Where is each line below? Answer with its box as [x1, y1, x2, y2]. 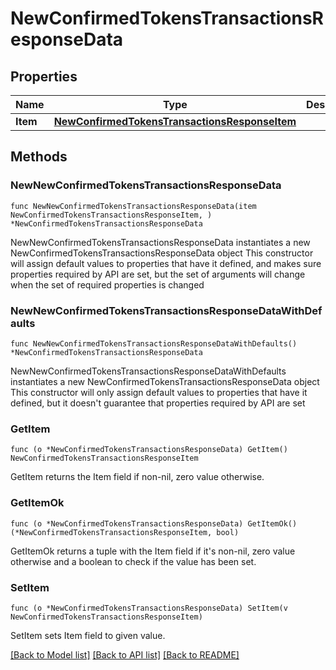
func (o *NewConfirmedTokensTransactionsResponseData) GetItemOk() [10, 518, 298, 529]
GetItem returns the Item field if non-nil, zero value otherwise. [10, 471, 265, 483]
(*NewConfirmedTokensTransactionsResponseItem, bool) [10, 527, 240, 537]
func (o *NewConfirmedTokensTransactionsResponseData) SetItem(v [10, 603, 288, 613]
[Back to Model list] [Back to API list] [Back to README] [10, 648, 240, 661]
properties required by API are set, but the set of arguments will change [10, 268, 306, 280]
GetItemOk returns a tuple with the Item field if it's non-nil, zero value [10, 545, 296, 557]
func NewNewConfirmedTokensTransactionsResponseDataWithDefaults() [10, 338, 298, 349]
